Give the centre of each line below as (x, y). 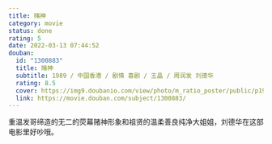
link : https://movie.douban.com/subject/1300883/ (101, 98)
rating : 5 (25, 38)
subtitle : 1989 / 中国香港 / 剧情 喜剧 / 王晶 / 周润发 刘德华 (115, 76)
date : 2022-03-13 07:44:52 (54, 46)
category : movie (36, 23)
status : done (30, 31)
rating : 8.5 (36, 83)
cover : (27, 91)
